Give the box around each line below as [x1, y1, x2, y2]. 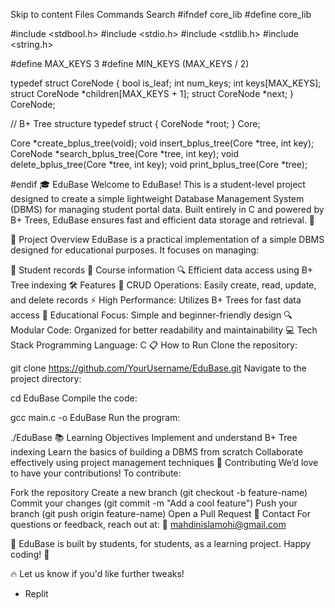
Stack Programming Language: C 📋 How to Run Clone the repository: [10, 339, 298, 351]
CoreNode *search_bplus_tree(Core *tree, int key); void [10, 148, 240, 159]
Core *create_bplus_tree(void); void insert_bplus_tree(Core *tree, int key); [10, 137, 315, 149]
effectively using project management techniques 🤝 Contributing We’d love [10, 457, 319, 468]
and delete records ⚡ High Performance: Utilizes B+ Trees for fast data [10, 294, 302, 306]
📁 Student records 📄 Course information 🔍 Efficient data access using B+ [10, 264, 314, 276]
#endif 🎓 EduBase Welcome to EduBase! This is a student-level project [10, 179, 306, 190]
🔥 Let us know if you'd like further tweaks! [10, 568, 185, 579]
